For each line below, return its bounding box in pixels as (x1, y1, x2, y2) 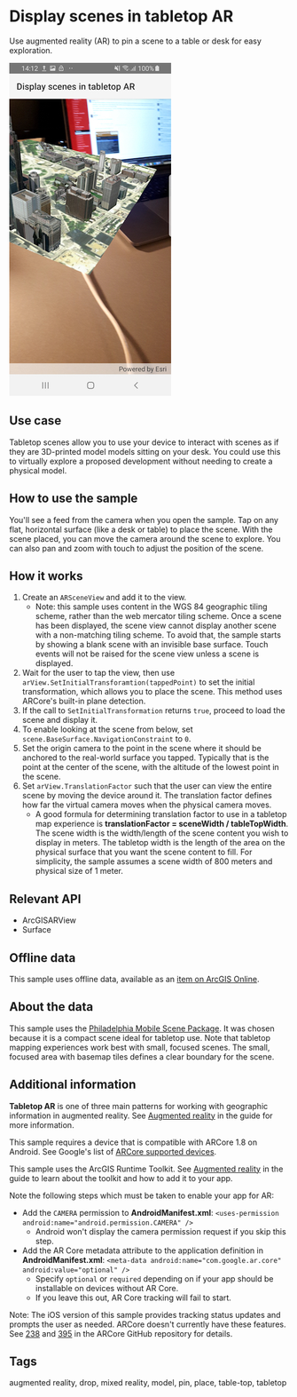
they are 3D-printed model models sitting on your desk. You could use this (9, 446, 281, 456)
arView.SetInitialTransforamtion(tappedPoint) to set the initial (21, 677, 255, 687)
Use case (9, 413, 62, 428)
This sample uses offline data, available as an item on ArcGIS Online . (9, 974, 260, 984)
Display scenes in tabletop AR (9, 6, 234, 27)
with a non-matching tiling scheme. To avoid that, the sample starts (35, 630, 282, 640)
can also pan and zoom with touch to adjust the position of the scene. (9, 543, 264, 553)
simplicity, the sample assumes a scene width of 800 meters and (35, 856, 273, 867)
